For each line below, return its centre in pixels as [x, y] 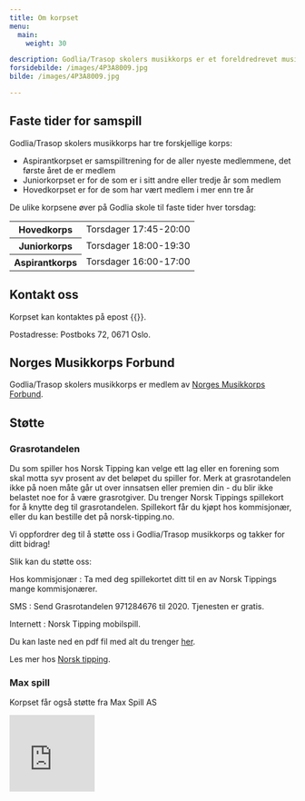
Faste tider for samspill [76, 121]
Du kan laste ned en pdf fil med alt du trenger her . [103, 642]
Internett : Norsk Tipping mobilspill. [75, 624]
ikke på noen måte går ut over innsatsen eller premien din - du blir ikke [142, 488]
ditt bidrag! [30, 544]
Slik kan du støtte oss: [51, 561]
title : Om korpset [44, 18]
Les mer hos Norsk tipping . [60, 659]
